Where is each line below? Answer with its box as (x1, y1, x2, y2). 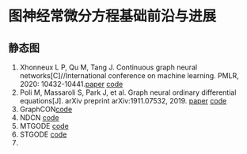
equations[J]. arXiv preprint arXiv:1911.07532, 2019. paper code (19, 96, 227, 105)
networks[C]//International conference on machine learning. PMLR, (19, 71, 239, 80)
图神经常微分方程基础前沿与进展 (8, 7, 217, 25)
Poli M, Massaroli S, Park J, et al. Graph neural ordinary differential (19, 88, 237, 97)
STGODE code (19, 130, 67, 139)
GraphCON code (19, 104, 73, 114)
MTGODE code (19, 122, 69, 130)
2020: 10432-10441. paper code (19, 80, 123, 88)
